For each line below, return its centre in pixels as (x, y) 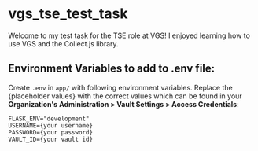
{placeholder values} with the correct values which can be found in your (125, 96)
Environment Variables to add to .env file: (112, 69)
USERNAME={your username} (50, 125)
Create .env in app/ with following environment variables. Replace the (121, 87)
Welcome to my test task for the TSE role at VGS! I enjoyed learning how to (129, 35)
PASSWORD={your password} (50, 132)
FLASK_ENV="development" (49, 119)
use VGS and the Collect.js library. (64, 43)
